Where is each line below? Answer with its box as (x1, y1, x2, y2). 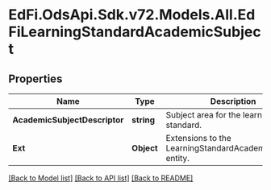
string (131, 114, 156, 126)
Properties (8, 72, 63, 85)
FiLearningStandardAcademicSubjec (8, 23, 261, 41)
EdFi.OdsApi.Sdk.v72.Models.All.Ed (8, 6, 256, 24)
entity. (165, 153, 190, 163)
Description (210, 96, 256, 106)
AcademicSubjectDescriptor (12, 114, 124, 126)
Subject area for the (165, 109, 241, 120)
